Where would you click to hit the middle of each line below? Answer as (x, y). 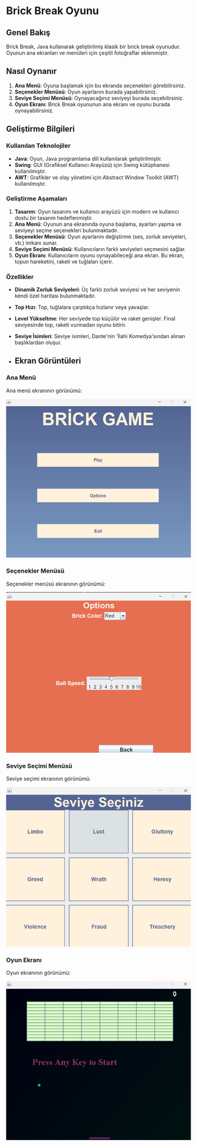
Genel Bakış (28, 33)
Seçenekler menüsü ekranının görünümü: (56, 584)
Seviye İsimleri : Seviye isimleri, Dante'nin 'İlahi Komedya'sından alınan (100, 336)
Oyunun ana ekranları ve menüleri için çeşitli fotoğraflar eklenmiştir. (87, 53)
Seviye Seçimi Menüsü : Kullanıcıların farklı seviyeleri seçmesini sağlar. (100, 249)
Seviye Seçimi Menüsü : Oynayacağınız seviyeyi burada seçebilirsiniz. (99, 98)
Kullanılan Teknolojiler (38, 146)
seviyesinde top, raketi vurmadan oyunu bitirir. (71, 325)
